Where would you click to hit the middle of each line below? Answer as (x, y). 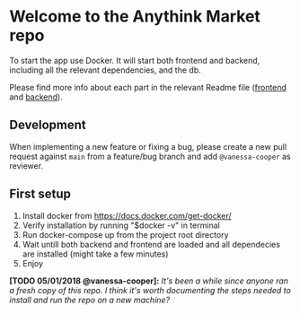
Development (48, 125)
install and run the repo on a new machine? (90, 300)
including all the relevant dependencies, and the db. (105, 70)
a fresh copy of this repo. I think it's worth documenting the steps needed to (150, 290)
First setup (40, 194)
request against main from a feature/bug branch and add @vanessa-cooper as (150, 156)
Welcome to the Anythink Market (135, 17)
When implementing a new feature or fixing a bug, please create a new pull (148, 146)
